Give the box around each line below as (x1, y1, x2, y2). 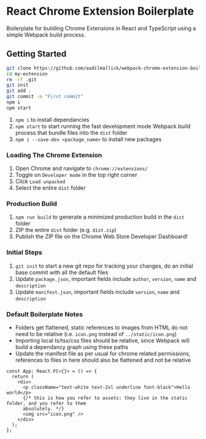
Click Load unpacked (15, 178, 66, 185)
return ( (12, 373, 34, 380)
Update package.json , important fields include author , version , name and (15, 275, 197, 282)
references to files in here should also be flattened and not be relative (15, 356, 191, 364)
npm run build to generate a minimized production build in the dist (15, 213, 185, 221)
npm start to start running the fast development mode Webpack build (15, 122, 191, 130)
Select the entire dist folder (15, 184, 86, 192)
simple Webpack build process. (6, 31, 86, 38)
